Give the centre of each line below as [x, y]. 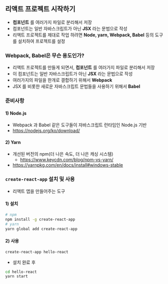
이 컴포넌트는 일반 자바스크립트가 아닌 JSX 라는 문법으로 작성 [72, 74]
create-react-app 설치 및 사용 [40, 179]
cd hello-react [21, 272]
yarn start [17, 276]
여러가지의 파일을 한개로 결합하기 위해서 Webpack [62, 80]
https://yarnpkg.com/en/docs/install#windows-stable [68, 165]
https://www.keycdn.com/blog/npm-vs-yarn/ [67, 160]
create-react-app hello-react [37, 252]
